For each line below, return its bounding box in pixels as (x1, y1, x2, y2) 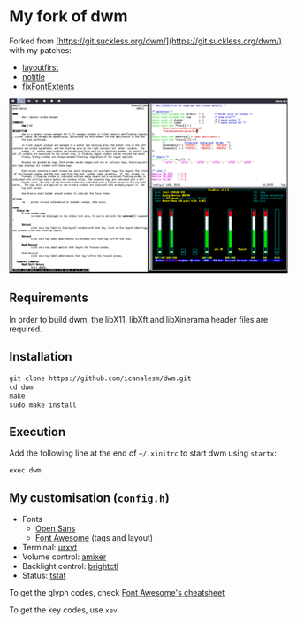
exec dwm (9, 466, 42, 475)
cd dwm (9, 383, 34, 392)
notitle (21, 71, 46, 82)
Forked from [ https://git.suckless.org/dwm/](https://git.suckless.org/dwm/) (9, 35, 283, 46)
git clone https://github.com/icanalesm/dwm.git (9, 374, 192, 383)
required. (9, 324, 42, 334)
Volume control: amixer (21, 551, 107, 562)
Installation (9, 349, 72, 364)
